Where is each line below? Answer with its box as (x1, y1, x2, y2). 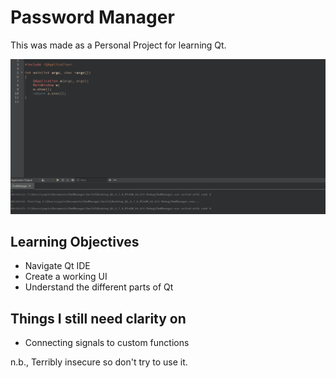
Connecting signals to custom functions (24, 337, 190, 349)
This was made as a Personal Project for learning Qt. (10, 39, 227, 51)
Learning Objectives (10, 233, 140, 250)
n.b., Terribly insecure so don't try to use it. (10, 356, 188, 368)
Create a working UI (24, 271, 108, 283)
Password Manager (10, 6, 175, 29)
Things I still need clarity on (10, 310, 187, 327)
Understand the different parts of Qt (24, 281, 174, 293)
